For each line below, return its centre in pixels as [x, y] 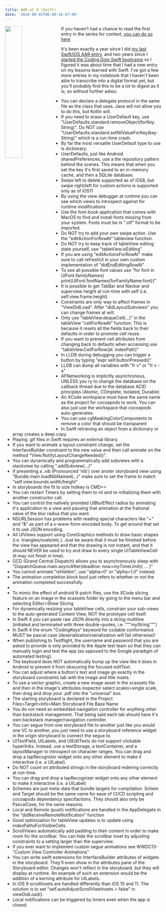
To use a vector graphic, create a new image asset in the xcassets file [83, 683]
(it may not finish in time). [38, 556]
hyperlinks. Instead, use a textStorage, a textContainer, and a [75, 746]
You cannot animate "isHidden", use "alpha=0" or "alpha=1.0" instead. [84, 571]
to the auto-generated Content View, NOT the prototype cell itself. [80, 614]
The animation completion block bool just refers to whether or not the [83, 577]
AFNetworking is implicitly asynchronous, [104, 376]
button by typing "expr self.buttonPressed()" [107, 360]
